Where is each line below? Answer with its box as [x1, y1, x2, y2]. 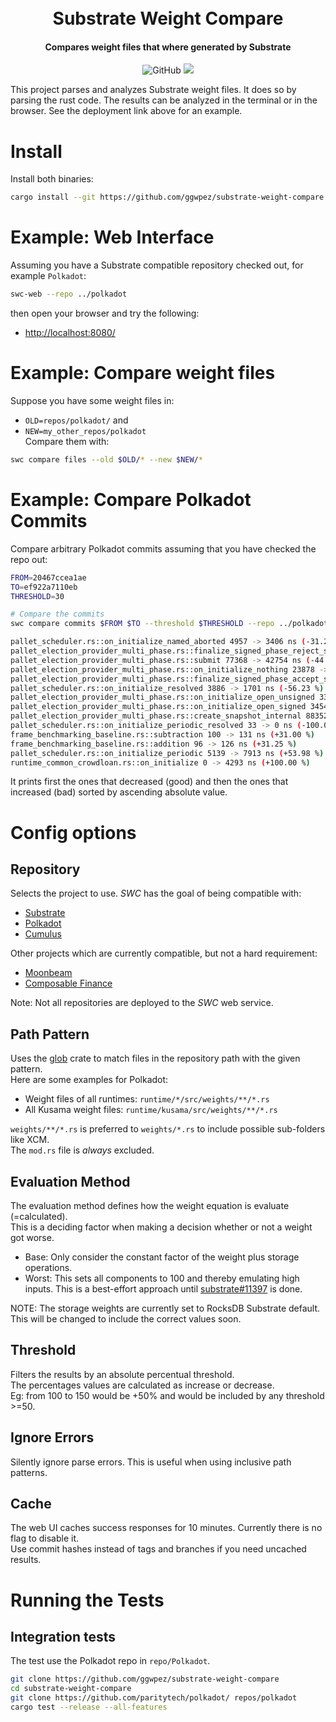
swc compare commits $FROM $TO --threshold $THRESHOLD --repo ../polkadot [10, 619, 329, 629]
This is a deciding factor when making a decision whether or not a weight [10, 1221, 313, 1233]
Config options [10, 821, 137, 844]
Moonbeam [24, 967, 73, 979]
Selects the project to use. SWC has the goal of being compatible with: [10, 887, 302, 900]
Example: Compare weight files [10, 362, 276, 385]
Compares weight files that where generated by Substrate [44, 41, 292, 53]
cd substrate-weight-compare [10, 1684, 132, 1694]
